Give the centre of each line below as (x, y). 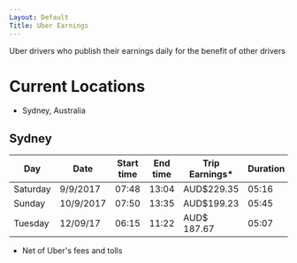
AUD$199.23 (211, 204)
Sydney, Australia (54, 110)
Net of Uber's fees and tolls (72, 251)
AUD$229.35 (211, 189)
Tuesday (31, 223)
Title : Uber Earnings (49, 26)
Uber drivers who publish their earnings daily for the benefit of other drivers (147, 50)
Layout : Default (39, 17)
